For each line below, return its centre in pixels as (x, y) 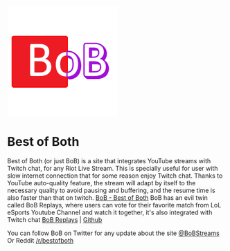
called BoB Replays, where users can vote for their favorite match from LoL (114, 205)
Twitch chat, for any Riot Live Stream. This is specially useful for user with (113, 168)
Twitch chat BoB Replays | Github (55, 219)
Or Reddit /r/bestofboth (41, 240)
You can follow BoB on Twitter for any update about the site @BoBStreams (113, 233)
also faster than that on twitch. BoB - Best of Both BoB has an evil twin (107, 197)
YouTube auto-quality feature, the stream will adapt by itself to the (101, 183)
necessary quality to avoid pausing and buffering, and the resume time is (112, 190)
